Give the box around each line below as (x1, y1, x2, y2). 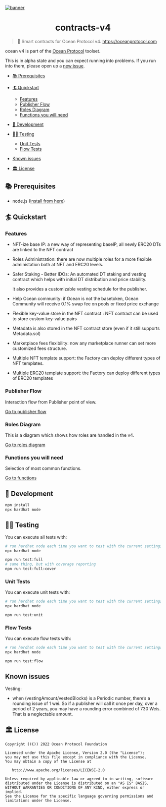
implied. (5, 789, 23, 794)
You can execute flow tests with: (5, 635, 72, 641)
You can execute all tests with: (5, 534, 67, 540)
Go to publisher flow (5, 408, 46, 414)
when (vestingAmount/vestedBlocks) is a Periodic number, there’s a (12, 695, 151, 701)
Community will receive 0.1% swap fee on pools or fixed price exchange (12, 301, 159, 307)
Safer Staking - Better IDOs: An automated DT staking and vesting (12, 271, 147, 277)
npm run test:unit (5, 613, 43, 618)
